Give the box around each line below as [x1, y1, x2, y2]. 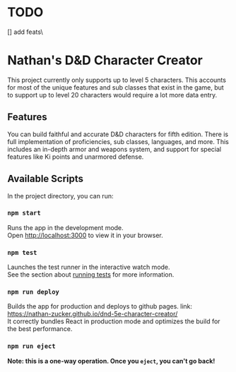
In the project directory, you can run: [7, 191, 114, 200]
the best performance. [7, 325, 73, 333]
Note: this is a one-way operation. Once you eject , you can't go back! [7, 356, 216, 365]
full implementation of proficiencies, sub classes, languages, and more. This [7, 137, 230, 145]
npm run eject [7, 342, 56, 350]
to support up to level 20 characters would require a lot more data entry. [7, 90, 218, 99]
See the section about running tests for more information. [7, 270, 175, 279]
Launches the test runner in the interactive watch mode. [7, 263, 171, 272]
